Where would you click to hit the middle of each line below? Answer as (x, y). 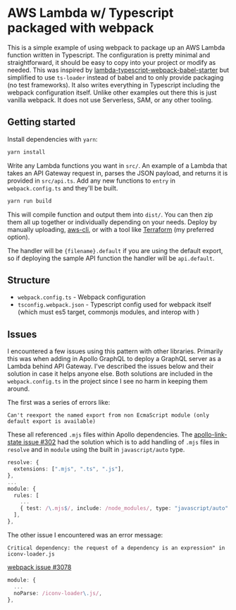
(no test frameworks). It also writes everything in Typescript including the (114, 85)
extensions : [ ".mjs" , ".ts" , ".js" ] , (69, 469)
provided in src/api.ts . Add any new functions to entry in (92, 181)
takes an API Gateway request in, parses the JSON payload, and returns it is (118, 173)
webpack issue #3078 (39, 567)
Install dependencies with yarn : (52, 139)
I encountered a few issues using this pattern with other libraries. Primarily (115, 351)
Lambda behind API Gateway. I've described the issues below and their (111, 366)
